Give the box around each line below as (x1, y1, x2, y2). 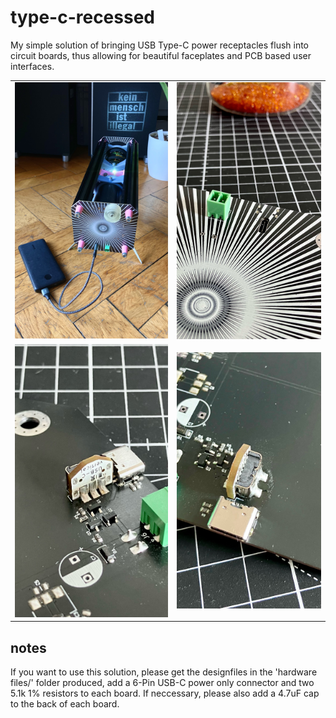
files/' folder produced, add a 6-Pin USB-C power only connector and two (10, 676, 315, 688)
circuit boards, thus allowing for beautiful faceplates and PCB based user (10, 49, 312, 61)
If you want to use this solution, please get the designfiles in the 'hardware (10, 666, 318, 678)
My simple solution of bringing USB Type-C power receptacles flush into (10, 39, 310, 51)
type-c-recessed (10, 6, 155, 29)
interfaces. (10, 60, 55, 72)
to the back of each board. (10, 697, 120, 710)
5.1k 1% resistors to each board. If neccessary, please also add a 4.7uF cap (10, 687, 320, 699)
